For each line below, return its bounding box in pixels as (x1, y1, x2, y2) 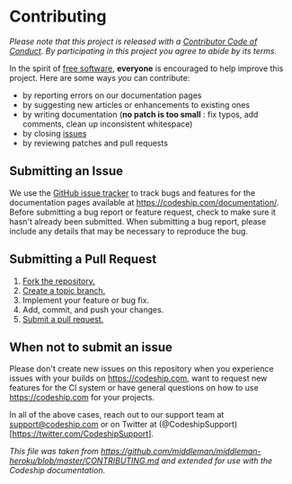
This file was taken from (9, 446, 99, 457)
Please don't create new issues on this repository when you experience (9, 364, 274, 374)
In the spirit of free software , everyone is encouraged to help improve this (9, 63, 284, 74)
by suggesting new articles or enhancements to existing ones (22, 99, 250, 110)
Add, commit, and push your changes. (22, 304, 164, 315)
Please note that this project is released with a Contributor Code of (9, 36, 258, 47)
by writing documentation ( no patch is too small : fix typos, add (22, 109, 259, 119)
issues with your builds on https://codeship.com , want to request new (9, 373, 268, 383)
